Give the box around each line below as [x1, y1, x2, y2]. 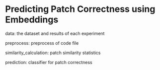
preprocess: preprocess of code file [5, 40, 79, 46]
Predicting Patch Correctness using [5, 3, 156, 15]
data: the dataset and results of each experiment [5, 30, 105, 36]
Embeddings [5, 14, 59, 25]
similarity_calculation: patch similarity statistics [5, 50, 101, 56]
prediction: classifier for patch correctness [5, 59, 93, 65]
